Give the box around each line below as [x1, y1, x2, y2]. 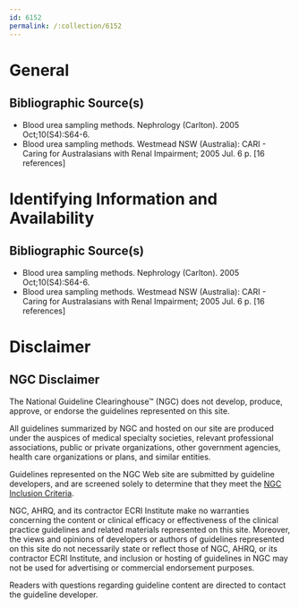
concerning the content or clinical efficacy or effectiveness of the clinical [9, 514, 279, 525]
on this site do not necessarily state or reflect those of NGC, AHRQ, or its [9, 543, 278, 553]
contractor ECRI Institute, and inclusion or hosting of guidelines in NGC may [9, 553, 288, 563]
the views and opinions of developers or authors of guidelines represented [9, 534, 285, 545]
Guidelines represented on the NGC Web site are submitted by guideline [9, 468, 275, 479]
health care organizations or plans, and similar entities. [9, 451, 211, 462]
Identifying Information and [9, 189, 218, 209]
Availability [9, 208, 95, 228]
